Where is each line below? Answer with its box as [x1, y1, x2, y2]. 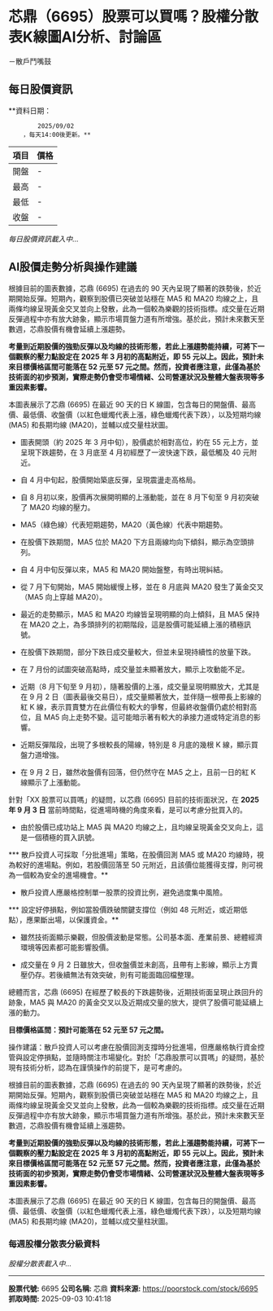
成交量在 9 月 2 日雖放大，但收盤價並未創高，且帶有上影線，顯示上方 [19, 959, 251, 970]
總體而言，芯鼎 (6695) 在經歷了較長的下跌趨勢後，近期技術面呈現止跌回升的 [8, 987, 263, 996]
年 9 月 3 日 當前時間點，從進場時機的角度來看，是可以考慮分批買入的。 [8, 804, 248, 815]
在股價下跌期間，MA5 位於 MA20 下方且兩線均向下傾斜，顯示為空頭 [19, 537, 248, 547]
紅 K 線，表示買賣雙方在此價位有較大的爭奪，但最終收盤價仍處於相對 [19, 702, 250, 711]
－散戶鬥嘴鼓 [8, 56, 51, 66]
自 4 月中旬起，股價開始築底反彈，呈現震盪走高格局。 [19, 474, 201, 485]
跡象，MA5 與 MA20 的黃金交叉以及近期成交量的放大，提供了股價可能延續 [8, 997, 258, 1007]
